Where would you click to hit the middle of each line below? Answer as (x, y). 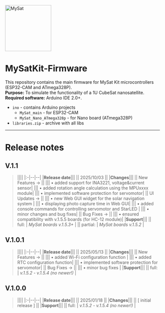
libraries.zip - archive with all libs (48, 123)
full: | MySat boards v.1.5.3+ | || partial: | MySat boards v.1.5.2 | (81, 224)
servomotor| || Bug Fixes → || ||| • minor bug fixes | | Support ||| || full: (87, 267)
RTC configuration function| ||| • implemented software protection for (87, 262)
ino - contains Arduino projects (44, 107)
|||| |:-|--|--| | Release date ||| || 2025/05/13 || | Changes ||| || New (82, 252)
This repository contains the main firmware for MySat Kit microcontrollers (79, 82)
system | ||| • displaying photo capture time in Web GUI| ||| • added (85, 203)
